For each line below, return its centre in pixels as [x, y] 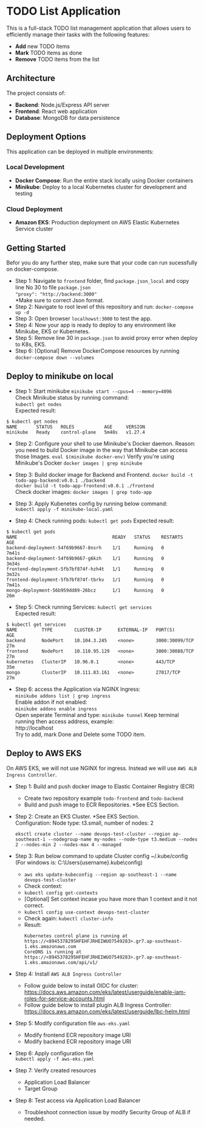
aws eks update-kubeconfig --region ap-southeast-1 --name [100, 875]
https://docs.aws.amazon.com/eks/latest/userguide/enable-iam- [105, 992]
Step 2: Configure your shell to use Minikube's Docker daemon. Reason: [105, 443]
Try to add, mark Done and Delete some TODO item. [80, 734]
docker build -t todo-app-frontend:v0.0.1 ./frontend [84, 486]
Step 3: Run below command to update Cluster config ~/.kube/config [101, 856]
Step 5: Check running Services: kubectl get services [83, 607]
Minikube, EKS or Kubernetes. [53, 331]
